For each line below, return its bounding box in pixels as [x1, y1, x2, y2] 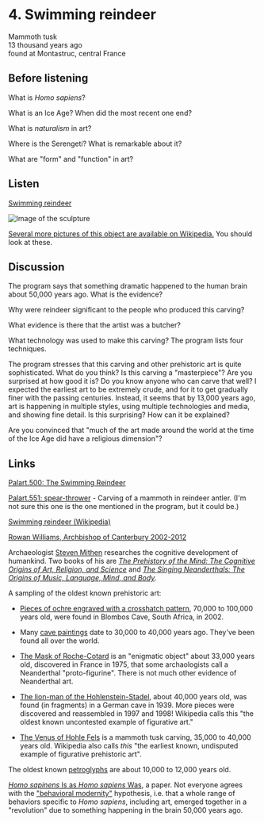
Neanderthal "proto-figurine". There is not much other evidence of [19, 668, 237, 678]
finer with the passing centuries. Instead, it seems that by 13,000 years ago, [8, 393, 256, 403]
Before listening [8, 71, 89, 85]
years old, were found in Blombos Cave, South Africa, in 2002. [19, 612, 224, 622]
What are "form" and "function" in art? [8, 154, 134, 163]
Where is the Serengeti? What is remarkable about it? [8, 139, 182, 148]
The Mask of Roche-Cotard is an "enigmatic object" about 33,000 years [19, 652, 255, 661]
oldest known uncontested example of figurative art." [19, 718, 194, 727]
